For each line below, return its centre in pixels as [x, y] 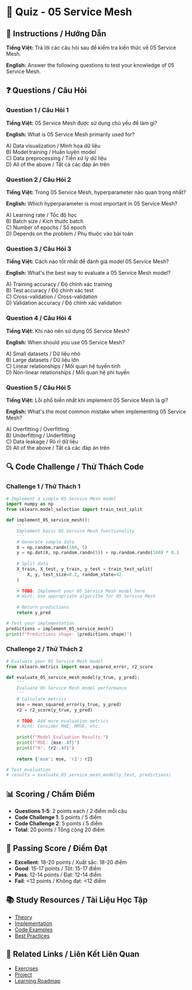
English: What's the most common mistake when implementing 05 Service [96, 411]
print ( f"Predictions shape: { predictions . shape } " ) [69, 634]
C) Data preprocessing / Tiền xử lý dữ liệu [56, 158]
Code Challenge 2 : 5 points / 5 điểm [59, 824]
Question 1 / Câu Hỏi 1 [37, 110]
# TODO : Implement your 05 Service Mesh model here [81, 591]
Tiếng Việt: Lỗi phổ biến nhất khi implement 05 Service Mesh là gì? [87, 400]
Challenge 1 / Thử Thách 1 [43, 487]
